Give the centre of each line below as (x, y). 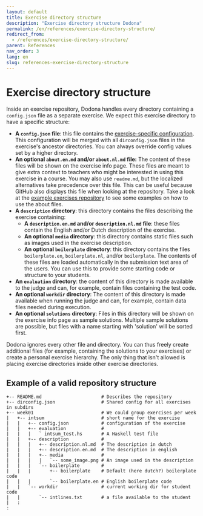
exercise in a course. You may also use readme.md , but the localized (99, 178)
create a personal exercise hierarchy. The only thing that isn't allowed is (96, 358)
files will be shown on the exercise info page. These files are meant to (102, 166)
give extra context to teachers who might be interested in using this (99, 172)
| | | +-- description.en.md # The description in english (92, 450)
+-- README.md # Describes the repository (89, 397)
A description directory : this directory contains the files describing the (104, 211)
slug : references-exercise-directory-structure (68, 62)
